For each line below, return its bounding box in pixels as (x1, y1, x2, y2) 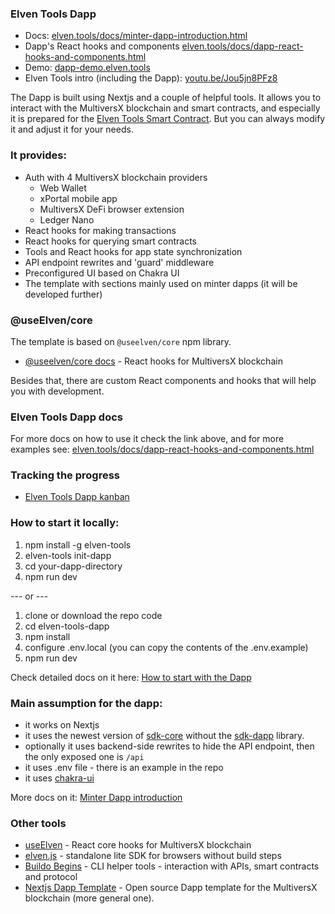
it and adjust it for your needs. (10, 123, 134, 136)
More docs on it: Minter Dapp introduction (10, 792, 183, 804)
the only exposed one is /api (24, 751, 145, 763)
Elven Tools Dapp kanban (24, 491, 130, 503)
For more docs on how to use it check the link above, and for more (10, 433, 285, 445)
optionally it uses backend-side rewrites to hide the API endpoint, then (24, 740, 315, 752)
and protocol (24, 871, 78, 883)
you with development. (10, 385, 105, 397)
